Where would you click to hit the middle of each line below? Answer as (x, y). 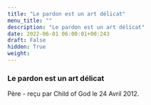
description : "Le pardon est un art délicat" (76, 27)
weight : (19, 54)
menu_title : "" (30, 21)
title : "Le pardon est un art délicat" (67, 14)
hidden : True (27, 47)
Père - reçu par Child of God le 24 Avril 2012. (73, 94)
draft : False (27, 40)
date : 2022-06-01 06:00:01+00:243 (59, 34)
